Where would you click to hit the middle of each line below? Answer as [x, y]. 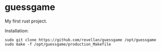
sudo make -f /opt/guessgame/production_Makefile [58, 44]
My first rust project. [26, 21]
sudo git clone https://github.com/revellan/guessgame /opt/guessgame [80, 40]
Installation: [17, 30]
